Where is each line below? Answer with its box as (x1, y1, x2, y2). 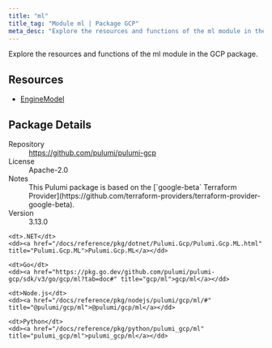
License (8, 157, 35, 166)
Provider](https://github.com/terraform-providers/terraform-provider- (28, 191, 261, 200)
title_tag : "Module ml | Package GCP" (8, 19, 139, 28)
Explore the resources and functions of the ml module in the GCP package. (8, 49, 258, 59)
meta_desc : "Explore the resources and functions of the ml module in (8, 27, 252, 35)
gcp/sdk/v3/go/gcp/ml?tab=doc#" (8, 275, 117, 283)
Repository (8, 140, 45, 148)
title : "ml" (8, 11, 49, 20)
